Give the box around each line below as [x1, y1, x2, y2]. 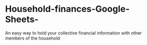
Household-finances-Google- [5, 3, 130, 15]
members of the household [5, 35, 60, 41]
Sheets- [5, 14, 38, 25]
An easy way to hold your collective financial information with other [5, 30, 142, 36]
